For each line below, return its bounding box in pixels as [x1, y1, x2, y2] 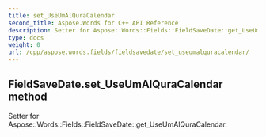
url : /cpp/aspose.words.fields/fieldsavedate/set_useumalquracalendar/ [8, 48, 249, 56]
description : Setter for [8, 26, 90, 34]
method [8, 90, 47, 104]
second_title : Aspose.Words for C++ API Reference [8, 19, 179, 27]
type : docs [8, 33, 44, 42]
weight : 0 [8, 41, 41, 49]
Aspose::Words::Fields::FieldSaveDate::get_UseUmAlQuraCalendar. [8, 120, 227, 129]
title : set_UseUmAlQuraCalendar [8, 11, 115, 20]
